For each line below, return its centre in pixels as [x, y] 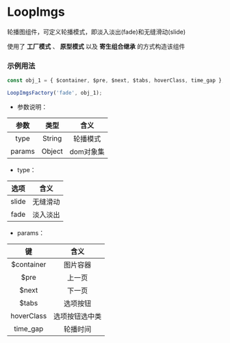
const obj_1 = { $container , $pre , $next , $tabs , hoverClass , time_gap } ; [116, 81]
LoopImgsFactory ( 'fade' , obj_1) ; [55, 93]
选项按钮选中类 [78, 316]
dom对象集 [87, 152]
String [52, 138]
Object [52, 151]
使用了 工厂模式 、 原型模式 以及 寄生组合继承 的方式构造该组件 [96, 46]
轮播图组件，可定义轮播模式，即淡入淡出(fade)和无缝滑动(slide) [97, 32]
